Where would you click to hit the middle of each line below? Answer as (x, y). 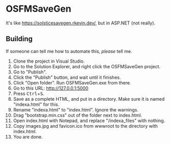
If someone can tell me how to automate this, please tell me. (69, 51)
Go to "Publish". (30, 72)
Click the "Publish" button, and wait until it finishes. (67, 77)
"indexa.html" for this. (36, 104)
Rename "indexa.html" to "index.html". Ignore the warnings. (76, 109)
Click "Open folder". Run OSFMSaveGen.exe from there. (72, 82)
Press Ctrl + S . (29, 93)
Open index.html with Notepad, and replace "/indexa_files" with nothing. (89, 121)
